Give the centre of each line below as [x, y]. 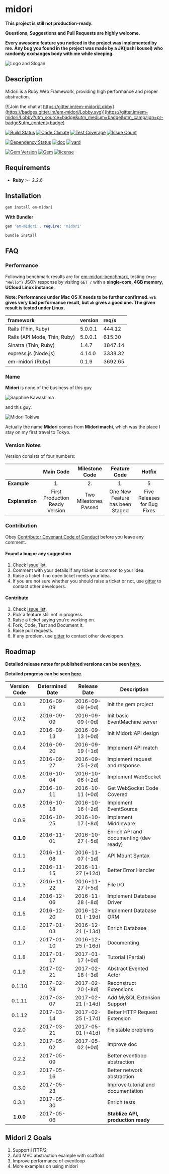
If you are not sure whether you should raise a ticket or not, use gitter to [87, 581]
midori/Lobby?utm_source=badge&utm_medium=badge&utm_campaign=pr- [84, 117]
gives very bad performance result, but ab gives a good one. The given [80, 302]
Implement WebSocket [134, 777]
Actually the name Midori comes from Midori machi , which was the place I [83, 426]
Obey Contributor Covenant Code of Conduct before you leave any [75, 537]
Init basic [118, 715]
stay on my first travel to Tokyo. [38, 432]
